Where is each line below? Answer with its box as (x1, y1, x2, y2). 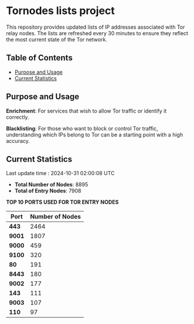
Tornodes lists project (6, 4, 115, 18)
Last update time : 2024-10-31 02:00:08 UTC (6, 170, 115, 177)
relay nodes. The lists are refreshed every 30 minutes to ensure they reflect (6, 29, 189, 36)
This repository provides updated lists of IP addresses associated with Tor (6, 23, 185, 30)
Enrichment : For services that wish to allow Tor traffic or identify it (6, 107, 167, 114)
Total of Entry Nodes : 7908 (14, 187, 81, 195)
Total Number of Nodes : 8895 (14, 181, 89, 188)
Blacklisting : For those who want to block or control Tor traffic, (6, 125, 158, 132)
